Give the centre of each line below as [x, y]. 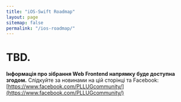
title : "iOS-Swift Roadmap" [41, 12]
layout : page [22, 17]
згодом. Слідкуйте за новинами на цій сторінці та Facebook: [83, 80]
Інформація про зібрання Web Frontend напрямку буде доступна [91, 74]
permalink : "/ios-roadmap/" [41, 28]
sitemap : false [25, 23]
